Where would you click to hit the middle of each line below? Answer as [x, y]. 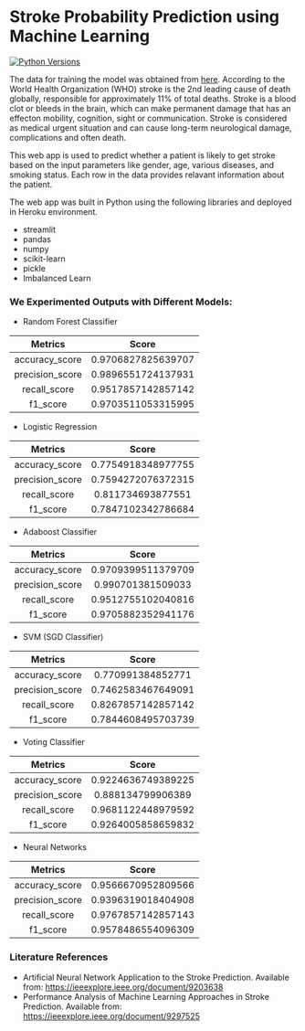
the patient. [31, 184]
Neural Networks [54, 847]
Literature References [59, 957]
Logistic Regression [60, 427]
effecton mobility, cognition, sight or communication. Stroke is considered [148, 118]
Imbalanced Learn [57, 278]
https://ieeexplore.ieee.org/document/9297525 [111, 1015]
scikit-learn [44, 259]
